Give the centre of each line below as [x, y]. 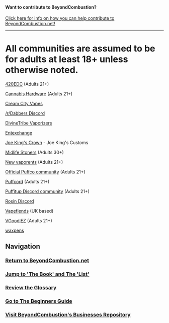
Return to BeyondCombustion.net [47, 261]
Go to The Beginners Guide [39, 301]
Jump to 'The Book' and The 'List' [47, 274]
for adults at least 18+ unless [67, 59]
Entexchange [19, 133]
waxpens [15, 231]
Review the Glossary [31, 288]
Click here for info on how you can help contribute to [60, 18]
